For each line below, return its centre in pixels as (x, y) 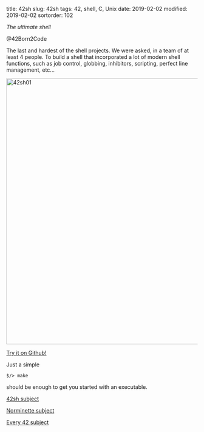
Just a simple (23, 365)
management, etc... (30, 70)
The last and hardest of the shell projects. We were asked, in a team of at (98, 50)
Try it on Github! (26, 353)
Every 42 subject (28, 422)
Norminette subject (30, 410)
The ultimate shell (29, 27)
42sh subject (23, 399)
